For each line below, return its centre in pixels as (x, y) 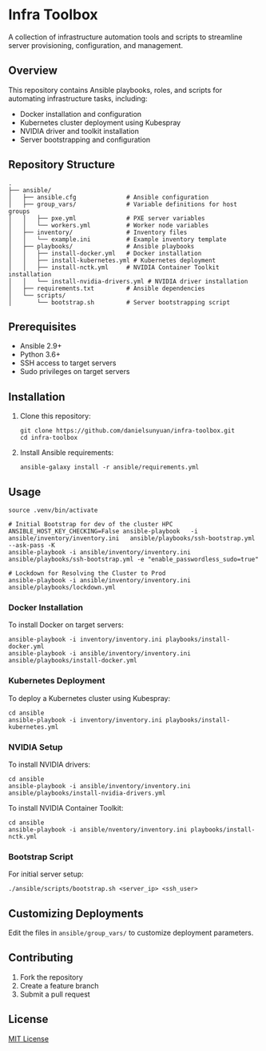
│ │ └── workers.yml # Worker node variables (109, 225)
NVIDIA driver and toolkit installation (79, 131)
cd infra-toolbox (49, 438)
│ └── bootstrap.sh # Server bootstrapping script (119, 302)
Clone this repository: (55, 416)
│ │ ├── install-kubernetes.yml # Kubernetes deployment (112, 260)
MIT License (29, 1038)
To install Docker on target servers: (66, 625)
